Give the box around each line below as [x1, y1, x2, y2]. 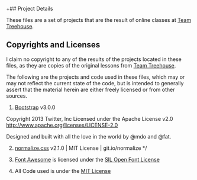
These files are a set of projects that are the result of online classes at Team [6, 17, 191, 23]
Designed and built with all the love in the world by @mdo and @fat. [6, 133, 172, 140]
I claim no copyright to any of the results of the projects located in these [6, 56, 182, 63]
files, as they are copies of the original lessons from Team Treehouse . [6, 62, 176, 69]
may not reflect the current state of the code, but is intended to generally [6, 79, 184, 86]
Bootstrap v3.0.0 [14, 104, 56, 111]
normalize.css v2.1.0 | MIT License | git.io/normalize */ [14, 144, 147, 152]
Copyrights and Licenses [6, 40, 101, 50]
